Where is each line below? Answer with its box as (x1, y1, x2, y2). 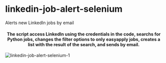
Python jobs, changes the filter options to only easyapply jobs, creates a (7, 36, 161, 42)
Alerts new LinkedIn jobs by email (5, 20, 74, 26)
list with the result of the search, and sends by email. (28, 41, 140, 47)
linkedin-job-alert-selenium (5, 3, 123, 15)
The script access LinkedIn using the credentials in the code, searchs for (6, 31, 161, 37)
